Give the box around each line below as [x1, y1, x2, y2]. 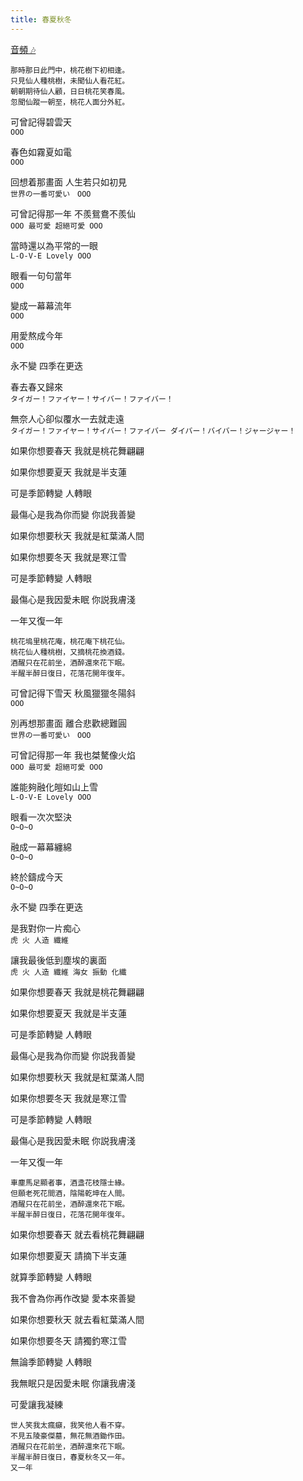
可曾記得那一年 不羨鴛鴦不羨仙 [10, 207, 136, 220]
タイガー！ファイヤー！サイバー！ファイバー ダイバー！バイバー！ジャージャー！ [10, 426, 297, 436]
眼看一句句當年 [10, 269, 72, 281]
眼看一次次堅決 [10, 811, 72, 823]
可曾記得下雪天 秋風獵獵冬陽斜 [10, 687, 136, 699]
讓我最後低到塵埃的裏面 [10, 954, 107, 966]
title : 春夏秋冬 [10, 14, 72, 25]
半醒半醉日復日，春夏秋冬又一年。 [10, 1452, 130, 1462]
